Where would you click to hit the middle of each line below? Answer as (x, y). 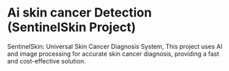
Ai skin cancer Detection (79, 13)
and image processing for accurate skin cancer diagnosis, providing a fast (113, 54)
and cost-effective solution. (46, 61)
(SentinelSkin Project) (72, 27)
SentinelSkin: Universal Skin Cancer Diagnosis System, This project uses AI (115, 46)
